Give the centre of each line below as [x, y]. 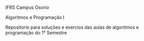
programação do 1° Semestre [36, 33]
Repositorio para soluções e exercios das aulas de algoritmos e [72, 27]
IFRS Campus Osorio [27, 7]
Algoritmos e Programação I [35, 17]
